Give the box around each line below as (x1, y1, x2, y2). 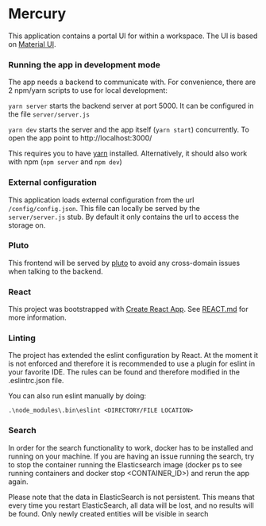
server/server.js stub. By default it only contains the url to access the (8, 212, 240, 221)
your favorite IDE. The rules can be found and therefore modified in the (8, 367, 241, 377)
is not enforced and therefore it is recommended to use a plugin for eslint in (8, 359, 256, 369)
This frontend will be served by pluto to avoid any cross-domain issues (8, 258, 241, 267)
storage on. (8, 220, 46, 230)
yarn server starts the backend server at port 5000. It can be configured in (8, 101, 254, 111)
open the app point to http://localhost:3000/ (8, 133, 152, 143)
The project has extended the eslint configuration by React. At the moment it (8, 351, 259, 360)
